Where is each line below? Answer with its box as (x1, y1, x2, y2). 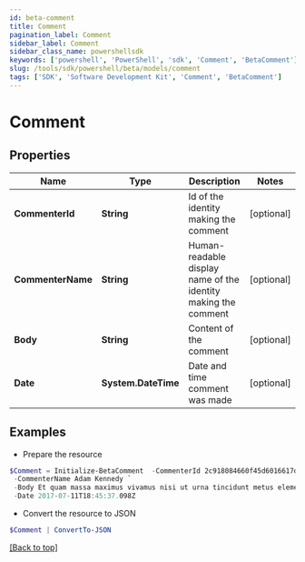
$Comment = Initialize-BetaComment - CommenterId (9, 466, 202, 476)
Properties (9, 147, 71, 164)
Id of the (188, 190, 224, 203)
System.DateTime (101, 376, 180, 389)
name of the (188, 273, 241, 286)
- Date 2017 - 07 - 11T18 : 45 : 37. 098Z (13, 492, 136, 501)
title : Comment (9, 22, 67, 31)
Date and (188, 359, 227, 372)
